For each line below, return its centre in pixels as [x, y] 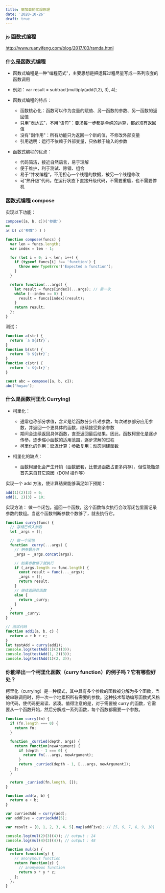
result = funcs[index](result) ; [51, 298]
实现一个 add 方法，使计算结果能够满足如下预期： [56, 483]
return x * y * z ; [37, 872]
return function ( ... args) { [39, 284]
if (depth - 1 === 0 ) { [43, 751]
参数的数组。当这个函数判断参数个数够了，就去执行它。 [61, 513]
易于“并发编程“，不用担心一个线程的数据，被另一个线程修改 [80, 174]
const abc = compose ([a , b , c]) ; [40, 381]
